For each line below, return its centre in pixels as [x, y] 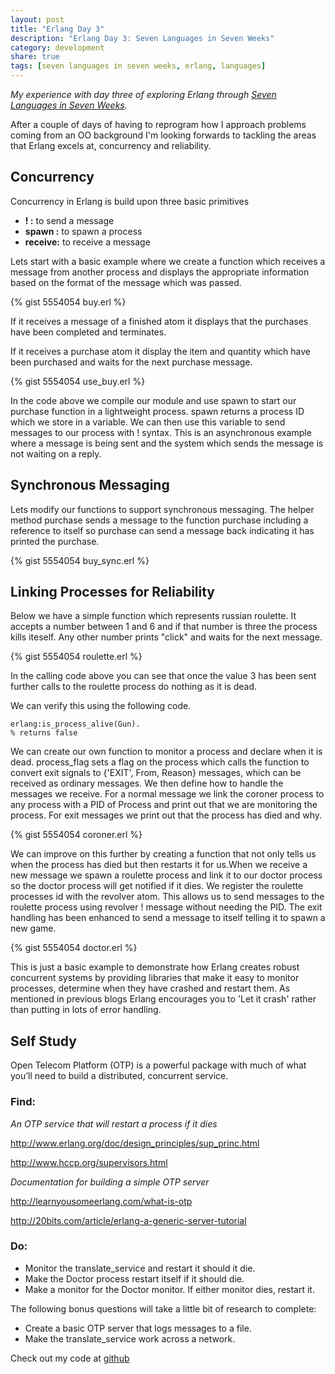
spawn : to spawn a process [83, 231]
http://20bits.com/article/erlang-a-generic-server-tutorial [128, 1220]
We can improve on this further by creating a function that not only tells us [163, 854]
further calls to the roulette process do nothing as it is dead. [134, 687]
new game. [33, 928]
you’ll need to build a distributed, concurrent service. [119, 1076]
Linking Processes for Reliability [113, 592]
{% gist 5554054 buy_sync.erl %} [80, 560]
